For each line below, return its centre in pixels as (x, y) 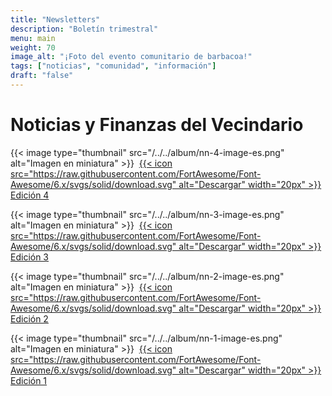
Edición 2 (29, 318)
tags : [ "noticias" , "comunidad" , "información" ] (113, 66)
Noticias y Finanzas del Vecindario (157, 125)
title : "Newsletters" (55, 19)
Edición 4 (30, 195)
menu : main (33, 38)
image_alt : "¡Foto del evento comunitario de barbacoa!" (131, 57)
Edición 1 (29, 380)
